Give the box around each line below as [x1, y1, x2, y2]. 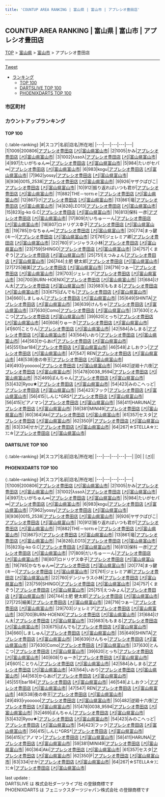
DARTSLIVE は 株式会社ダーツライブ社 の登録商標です [5, 780, 114, 786]
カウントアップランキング [5, 118, 65, 125]
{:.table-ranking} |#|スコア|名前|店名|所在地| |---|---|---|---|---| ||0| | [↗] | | [5, 453, 155, 459]
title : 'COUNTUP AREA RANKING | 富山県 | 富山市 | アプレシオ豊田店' [5, 7, 140, 12]
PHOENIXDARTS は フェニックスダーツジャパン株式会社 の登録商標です [5, 787, 150, 793]
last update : [5, 774, 30, 781]
